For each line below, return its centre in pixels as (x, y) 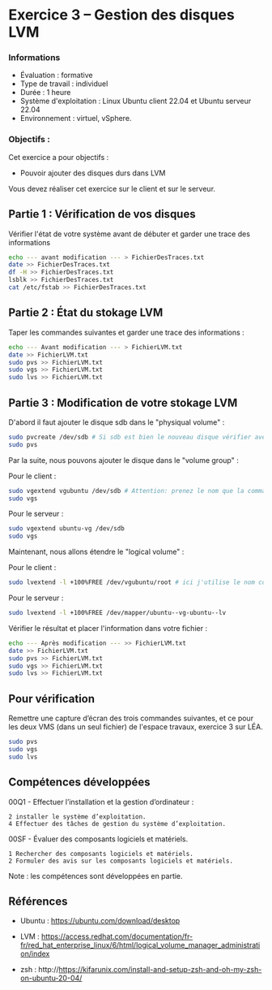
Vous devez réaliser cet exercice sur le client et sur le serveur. (112, 188)
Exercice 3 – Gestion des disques (121, 15)
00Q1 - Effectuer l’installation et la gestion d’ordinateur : (101, 802)
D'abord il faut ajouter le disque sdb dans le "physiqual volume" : (117, 422)
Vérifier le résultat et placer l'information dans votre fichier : (108, 628)
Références (38, 901)
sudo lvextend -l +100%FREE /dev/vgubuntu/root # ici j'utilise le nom (132, 582)
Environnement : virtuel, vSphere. (76, 119)
